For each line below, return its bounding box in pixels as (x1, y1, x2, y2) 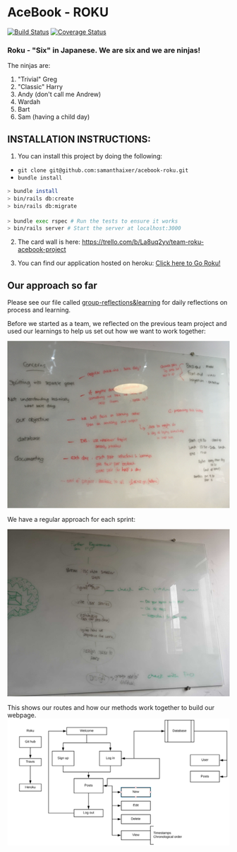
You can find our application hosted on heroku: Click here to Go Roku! (17, 259, 221, 267)
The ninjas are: (7, 62, 51, 70)
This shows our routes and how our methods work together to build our (7, 704, 215, 712)
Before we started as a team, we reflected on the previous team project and (7, 320, 227, 328)
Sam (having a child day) (17, 112, 90, 121)
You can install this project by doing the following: (17, 152, 163, 161)
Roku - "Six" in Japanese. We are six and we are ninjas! (7, 45, 201, 55)
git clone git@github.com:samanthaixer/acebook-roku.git (17, 167, 189, 174)
